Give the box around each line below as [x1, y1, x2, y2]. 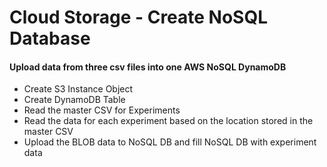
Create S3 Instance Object [23, 83, 134, 95]
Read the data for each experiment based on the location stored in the [23, 115, 314, 127]
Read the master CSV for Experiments [23, 104, 181, 116]
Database [9, 27, 91, 50]
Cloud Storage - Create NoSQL [9, 6, 269, 29]
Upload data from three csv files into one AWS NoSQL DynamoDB [9, 61, 287, 73]
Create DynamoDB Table [23, 94, 126, 106]
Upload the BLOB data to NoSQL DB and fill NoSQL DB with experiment [23, 136, 317, 148]
